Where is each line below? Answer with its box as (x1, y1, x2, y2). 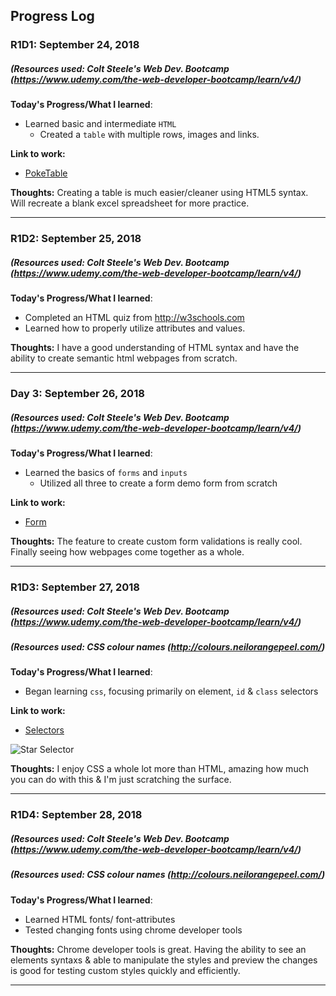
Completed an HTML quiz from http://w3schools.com (24, 312, 245, 324)
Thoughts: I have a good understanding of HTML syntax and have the (10, 342, 300, 354)
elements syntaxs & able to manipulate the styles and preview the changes (10, 954, 318, 966)
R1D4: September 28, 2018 (10, 808, 143, 822)
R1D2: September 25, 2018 (10, 232, 142, 246)
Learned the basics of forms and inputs (24, 467, 188, 479)
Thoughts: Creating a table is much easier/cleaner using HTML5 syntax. (10, 187, 309, 199)
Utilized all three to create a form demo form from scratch (39, 477, 278, 489)
